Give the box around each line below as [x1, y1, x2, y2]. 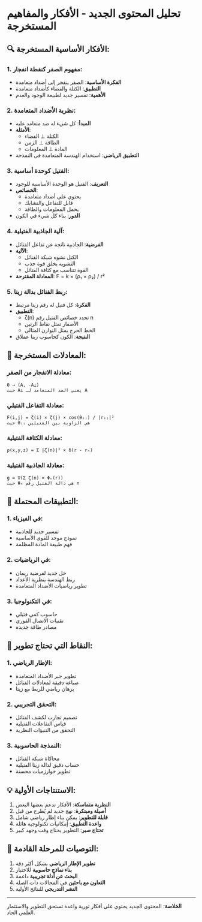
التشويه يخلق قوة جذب [24, 260, 76, 267]
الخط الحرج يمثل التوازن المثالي [24, 327, 95, 334]
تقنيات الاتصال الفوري [15, 617, 64, 624]
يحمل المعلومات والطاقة [24, 206, 79, 213]
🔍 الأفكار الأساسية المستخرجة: [7, 44, 110, 54]
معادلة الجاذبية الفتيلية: [7, 461, 65, 469]
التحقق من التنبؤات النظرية [15, 726, 76, 733]
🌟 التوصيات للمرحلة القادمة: [7, 843, 99, 854]
